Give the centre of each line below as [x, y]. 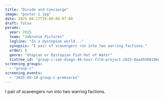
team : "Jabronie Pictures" [37, 37]
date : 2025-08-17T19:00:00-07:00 [39, 19]
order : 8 [18, 50]
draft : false [18, 23]
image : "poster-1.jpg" [28, 14]
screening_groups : [24, 64]
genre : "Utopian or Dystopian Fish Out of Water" [61, 55]
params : [13, 28]
